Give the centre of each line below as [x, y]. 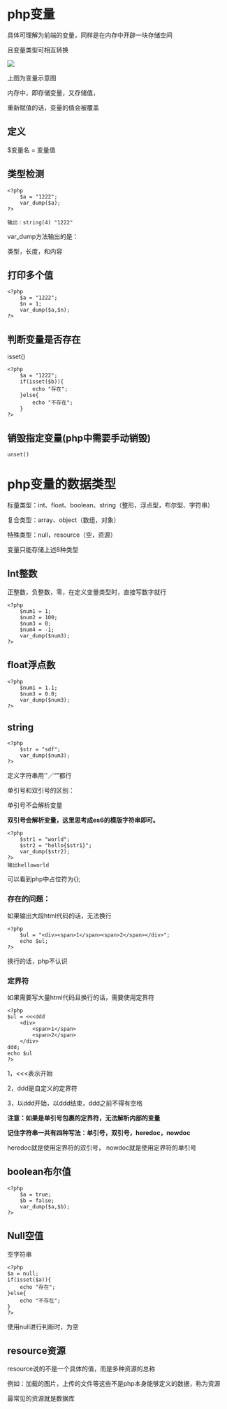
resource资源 [37, 1351]
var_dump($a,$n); [45, 310]
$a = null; [23, 1273]
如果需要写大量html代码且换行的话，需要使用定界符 [81, 997]
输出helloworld [28, 865]
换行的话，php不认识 [37, 961]
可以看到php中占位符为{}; [44, 879]
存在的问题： [29, 899]
